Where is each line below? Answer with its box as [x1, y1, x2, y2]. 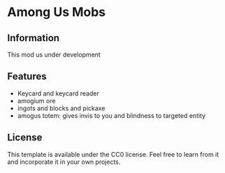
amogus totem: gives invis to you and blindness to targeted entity [17, 111, 206, 119]
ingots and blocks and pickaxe [17, 104, 106, 112]
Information [7, 32, 60, 44]
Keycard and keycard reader [17, 89, 99, 98]
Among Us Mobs [7, 4, 106, 20]
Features [7, 70, 47, 82]
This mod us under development [7, 50, 101, 59]
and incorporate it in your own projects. [7, 158, 121, 166]
